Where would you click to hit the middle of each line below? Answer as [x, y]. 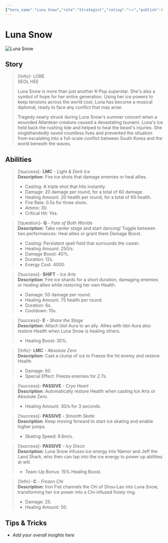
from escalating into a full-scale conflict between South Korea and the [90, 138]
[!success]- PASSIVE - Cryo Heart [53, 386]
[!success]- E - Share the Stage [50, 320]
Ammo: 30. [36, 208]
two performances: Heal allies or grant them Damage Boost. [79, 234]
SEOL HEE [28, 82]
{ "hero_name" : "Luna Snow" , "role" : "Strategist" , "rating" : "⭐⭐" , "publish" [82, 10]
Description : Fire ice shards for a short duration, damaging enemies [88, 280]
